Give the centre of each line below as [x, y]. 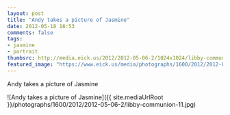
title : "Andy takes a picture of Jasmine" [68, 20]
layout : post [26, 13]
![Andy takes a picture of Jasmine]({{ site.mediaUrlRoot [85, 97]
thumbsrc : [21, 58]
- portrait [23, 52]
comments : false [30, 33]
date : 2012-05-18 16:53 [41, 26]
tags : [15, 39]
